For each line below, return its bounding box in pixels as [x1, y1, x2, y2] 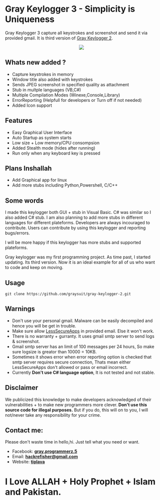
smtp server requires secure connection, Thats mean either [12, 359, 131, 365]
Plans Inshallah [5, 164, 52, 173]
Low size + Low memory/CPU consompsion [12, 140, 100, 146]
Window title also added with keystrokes [12, 77, 93, 82]
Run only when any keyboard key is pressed [12, 150, 100, 156]
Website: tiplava [12, 459, 45, 465]
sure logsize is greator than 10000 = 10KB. [12, 348, 97, 354]
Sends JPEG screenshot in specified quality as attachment [12, 81, 129, 87]
